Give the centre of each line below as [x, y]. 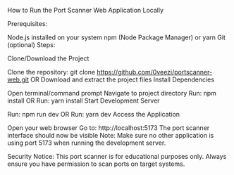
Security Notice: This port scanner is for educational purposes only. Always [117, 156]
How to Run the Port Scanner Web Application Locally [86, 10]
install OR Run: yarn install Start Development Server [84, 101]
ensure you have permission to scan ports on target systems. [96, 164]
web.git [18, 79]
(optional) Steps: [31, 45]
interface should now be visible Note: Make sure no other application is [111, 135]
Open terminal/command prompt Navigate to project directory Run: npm [112, 93]
